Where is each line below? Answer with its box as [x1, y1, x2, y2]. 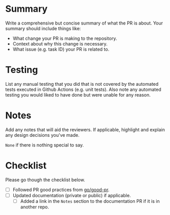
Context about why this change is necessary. [12, 40, 108, 46]
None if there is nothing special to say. [5, 141, 84, 148]
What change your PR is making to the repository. [12, 35, 117, 41]
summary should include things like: [5, 25, 81, 31]
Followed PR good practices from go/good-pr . [12, 186, 110, 193]
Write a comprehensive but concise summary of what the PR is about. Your [5, 20, 163, 26]
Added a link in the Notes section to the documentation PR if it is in [20, 198, 160, 204]
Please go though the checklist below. [5, 177, 85, 183]
